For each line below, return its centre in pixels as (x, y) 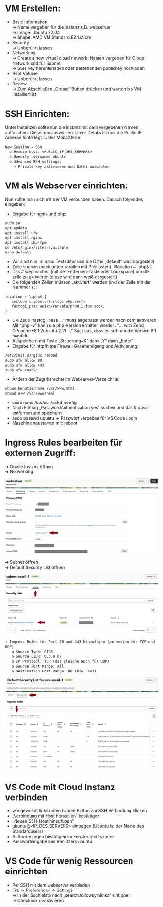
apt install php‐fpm (26, 243)
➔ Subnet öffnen (22, 562)
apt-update (16, 228)
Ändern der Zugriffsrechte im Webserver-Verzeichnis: (66, 379)
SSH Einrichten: (37, 114)
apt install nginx (24, 238)
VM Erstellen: (33, 8)
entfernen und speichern (37, 413)
